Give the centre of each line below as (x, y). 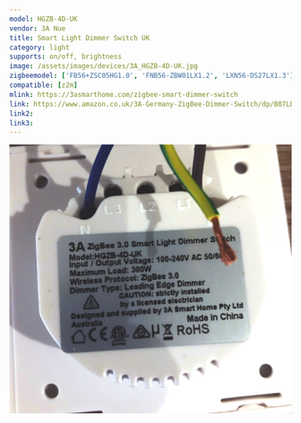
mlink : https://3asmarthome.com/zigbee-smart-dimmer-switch (124, 94)
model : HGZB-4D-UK (43, 19)
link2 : (21, 113)
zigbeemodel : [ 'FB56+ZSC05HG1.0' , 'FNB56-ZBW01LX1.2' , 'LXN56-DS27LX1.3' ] (152, 76)
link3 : (21, 123)
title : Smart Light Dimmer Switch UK (80, 38)
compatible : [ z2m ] (43, 85)
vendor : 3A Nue (38, 28)
